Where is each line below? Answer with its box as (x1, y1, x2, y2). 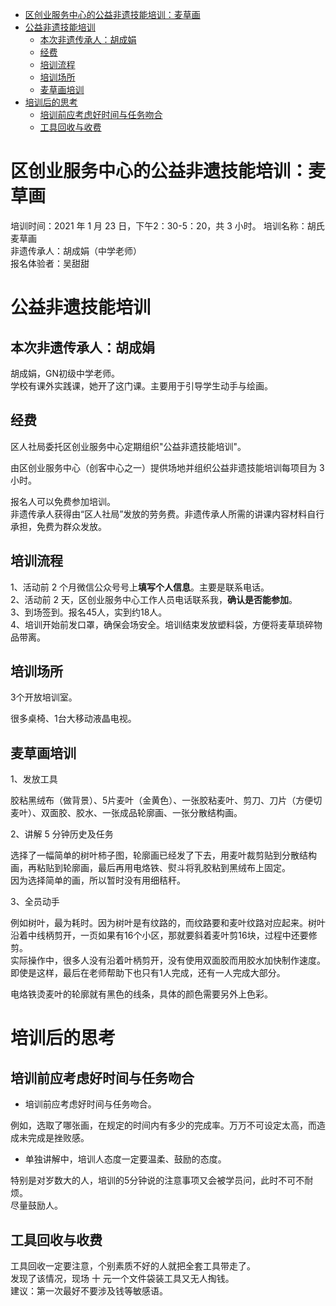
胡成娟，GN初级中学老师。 (10, 367, 120, 379)
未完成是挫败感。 (18, 1132, 90, 1144)
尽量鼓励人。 (10, 1199, 63, 1212)
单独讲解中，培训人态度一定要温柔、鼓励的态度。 (24, 1153, 227, 1165)
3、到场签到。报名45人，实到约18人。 (10, 606, 168, 618)
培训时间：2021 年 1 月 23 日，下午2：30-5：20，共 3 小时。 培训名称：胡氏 (10, 219, 325, 232)
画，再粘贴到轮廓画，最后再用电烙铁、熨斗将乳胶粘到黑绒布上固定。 (10, 862, 291, 874)
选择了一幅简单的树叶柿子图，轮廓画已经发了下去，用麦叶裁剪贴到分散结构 (10, 849, 317, 862)
